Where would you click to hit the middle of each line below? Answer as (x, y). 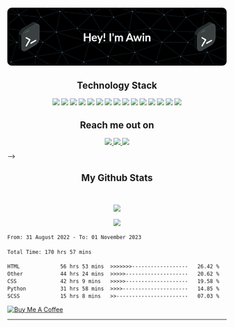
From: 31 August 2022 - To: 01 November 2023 (74, 237)
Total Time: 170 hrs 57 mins (49, 252)
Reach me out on (117, 125)
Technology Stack (117, 85)
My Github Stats (117, 178)
